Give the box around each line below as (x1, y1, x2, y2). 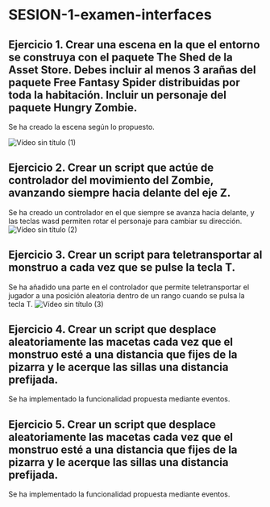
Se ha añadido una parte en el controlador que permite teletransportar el (8, 282, 250, 292)
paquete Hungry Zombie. (8, 101, 138, 114)
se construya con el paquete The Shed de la (8, 50, 233, 64)
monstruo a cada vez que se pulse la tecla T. (8, 260, 236, 275)
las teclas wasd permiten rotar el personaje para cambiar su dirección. (8, 216, 243, 226)
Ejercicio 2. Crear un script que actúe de (8, 161, 214, 175)
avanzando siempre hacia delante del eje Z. (8, 186, 231, 200)
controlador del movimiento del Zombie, (8, 173, 214, 187)
